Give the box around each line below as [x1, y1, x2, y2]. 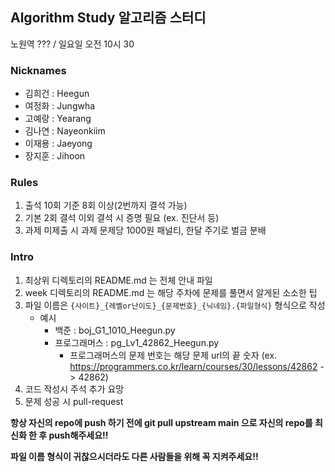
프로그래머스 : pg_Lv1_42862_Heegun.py [54, 336, 220, 348]
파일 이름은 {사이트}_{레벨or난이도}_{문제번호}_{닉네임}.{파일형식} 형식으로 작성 [24, 299, 326, 311]
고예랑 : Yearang [24, 113, 92, 125]
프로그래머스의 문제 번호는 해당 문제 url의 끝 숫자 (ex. [69, 349, 278, 361]
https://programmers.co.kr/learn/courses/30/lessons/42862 [69, 360, 318, 372]
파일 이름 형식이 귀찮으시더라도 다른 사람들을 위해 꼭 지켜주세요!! [10, 450, 259, 462]
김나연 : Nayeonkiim [24, 125, 106, 137]
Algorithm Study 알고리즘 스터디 [10, 9, 207, 27]
